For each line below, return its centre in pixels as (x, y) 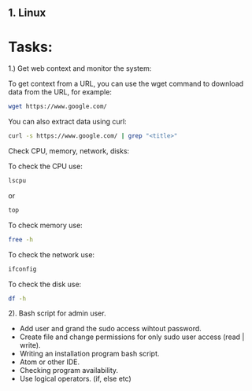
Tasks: (30, 47)
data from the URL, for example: (60, 92)
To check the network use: (52, 254)
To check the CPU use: (45, 166)
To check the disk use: (45, 284)
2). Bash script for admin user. (57, 313)
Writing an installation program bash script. (89, 354)
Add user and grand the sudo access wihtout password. (111, 329)
